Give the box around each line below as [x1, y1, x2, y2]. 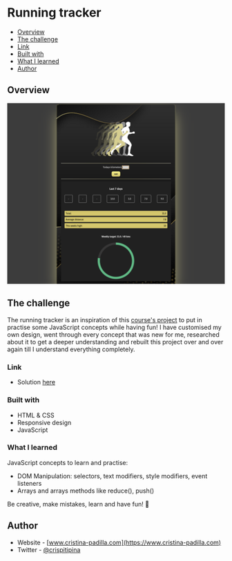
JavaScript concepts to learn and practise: [7, 458, 128, 466]
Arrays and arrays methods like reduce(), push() [17, 486, 155, 495]
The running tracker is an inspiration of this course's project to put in [7, 315, 202, 324]
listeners [17, 479, 42, 487]
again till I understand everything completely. [7, 345, 135, 353]
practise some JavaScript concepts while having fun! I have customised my [7, 323, 222, 331]
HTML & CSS [17, 411, 55, 419]
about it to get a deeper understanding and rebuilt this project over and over [7, 337, 224, 346]
